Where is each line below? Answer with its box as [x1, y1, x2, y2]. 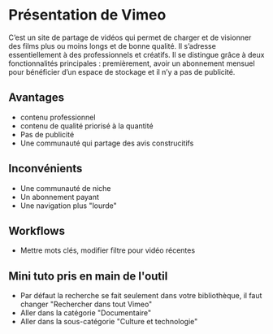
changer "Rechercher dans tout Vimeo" [19, 299, 153, 310]
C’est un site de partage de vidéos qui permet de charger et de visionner [8, 33, 252, 42]
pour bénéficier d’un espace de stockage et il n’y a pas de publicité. [8, 67, 236, 76]
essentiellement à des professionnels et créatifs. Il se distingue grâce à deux [8, 50, 265, 59]
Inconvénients [8, 162, 83, 176]
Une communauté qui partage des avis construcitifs [19, 138, 194, 148]
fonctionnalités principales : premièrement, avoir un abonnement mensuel [8, 59, 255, 68]
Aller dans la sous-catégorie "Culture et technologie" [19, 317, 198, 327]
